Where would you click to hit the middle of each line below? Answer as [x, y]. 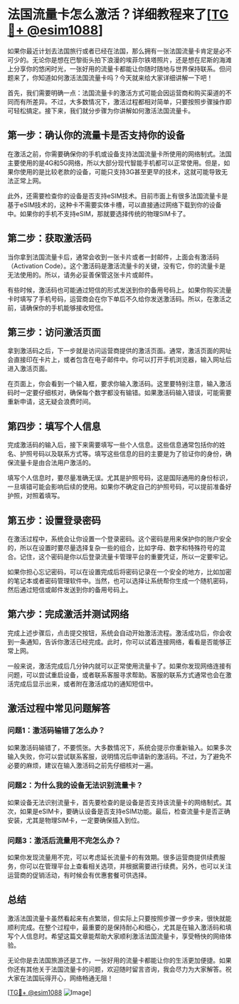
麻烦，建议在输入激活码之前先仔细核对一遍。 [91, 765]
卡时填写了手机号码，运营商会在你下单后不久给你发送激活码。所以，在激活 [116, 299]
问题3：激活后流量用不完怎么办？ [64, 841]
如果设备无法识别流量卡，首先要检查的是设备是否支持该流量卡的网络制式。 [116, 802]
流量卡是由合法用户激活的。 [54, 463]
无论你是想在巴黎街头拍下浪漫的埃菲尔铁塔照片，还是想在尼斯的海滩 [132, 60]
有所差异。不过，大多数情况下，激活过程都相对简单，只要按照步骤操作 [122, 101]
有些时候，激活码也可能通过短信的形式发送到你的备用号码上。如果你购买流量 [119, 290]
